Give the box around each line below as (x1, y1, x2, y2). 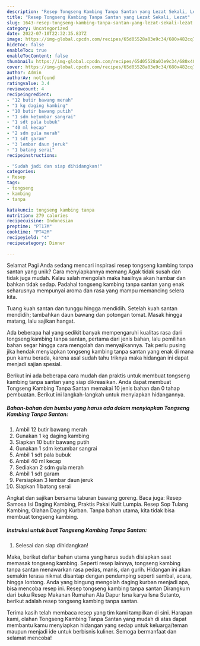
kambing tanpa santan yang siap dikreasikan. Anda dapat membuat (7, 378, 172, 385)
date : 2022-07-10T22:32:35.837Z (7, 31, 87, 37)
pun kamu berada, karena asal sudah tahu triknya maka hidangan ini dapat (7, 354, 189, 361)
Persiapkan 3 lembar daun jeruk (15, 476, 94, 483)
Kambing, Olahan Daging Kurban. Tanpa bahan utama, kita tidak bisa (7, 506, 175, 514)
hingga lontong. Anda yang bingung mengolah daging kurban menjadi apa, (7, 578, 190, 585)
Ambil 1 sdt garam (15, 470, 60, 477)
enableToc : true (7, 48, 47, 53)
